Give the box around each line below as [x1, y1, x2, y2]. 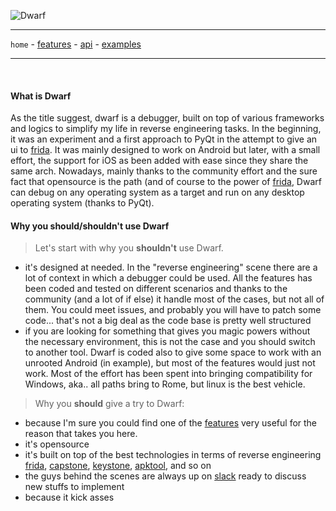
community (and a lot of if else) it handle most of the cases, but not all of [24, 293, 325, 305]
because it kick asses [24, 491, 115, 504]
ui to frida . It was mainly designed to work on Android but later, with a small [10, 144, 321, 156]
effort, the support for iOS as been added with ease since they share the [10, 155, 309, 167]
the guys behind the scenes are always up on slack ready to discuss [24, 470, 307, 482]
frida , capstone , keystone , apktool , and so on [24, 460, 212, 472]
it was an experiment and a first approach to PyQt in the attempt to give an [10, 133, 318, 145]
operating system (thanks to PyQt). [10, 197, 155, 209]
